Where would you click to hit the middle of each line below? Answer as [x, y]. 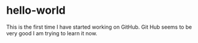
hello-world [36, 10]
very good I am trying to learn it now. [52, 33]
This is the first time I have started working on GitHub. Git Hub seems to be [99, 27]
